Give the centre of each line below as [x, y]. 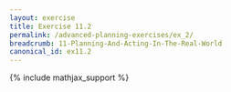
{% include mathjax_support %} [69, 77]
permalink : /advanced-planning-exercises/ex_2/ [102, 35]
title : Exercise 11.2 [51, 26]
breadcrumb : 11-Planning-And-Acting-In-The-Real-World [116, 43]
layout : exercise [42, 18]
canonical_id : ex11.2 [51, 52]
